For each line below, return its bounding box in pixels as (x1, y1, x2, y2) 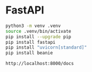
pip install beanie (5, 50, 53, 56)
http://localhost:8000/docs (5, 61, 74, 67)
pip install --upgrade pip (5, 33, 71, 40)
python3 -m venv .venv (5, 23, 61, 29)
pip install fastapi (5, 39, 56, 45)
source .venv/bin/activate (5, 28, 71, 34)
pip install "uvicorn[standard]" (5, 44, 87, 50)
